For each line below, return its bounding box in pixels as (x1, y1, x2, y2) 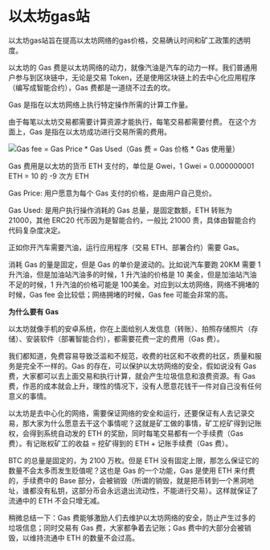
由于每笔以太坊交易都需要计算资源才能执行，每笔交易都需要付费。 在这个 (8, 117, 250, 126)
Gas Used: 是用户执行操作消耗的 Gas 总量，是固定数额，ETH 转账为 (8, 205, 233, 215)
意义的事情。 (8, 391, 51, 400)
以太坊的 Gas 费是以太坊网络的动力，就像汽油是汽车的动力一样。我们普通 (8, 62, 251, 72)
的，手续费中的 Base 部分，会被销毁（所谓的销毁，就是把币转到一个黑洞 (8, 475, 247, 485)
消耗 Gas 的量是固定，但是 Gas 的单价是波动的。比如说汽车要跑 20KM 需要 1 (8, 259, 261, 269)
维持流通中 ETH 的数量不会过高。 (29, 532, 139, 543)
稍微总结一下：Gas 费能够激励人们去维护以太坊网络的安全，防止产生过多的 (8, 512, 256, 523)
